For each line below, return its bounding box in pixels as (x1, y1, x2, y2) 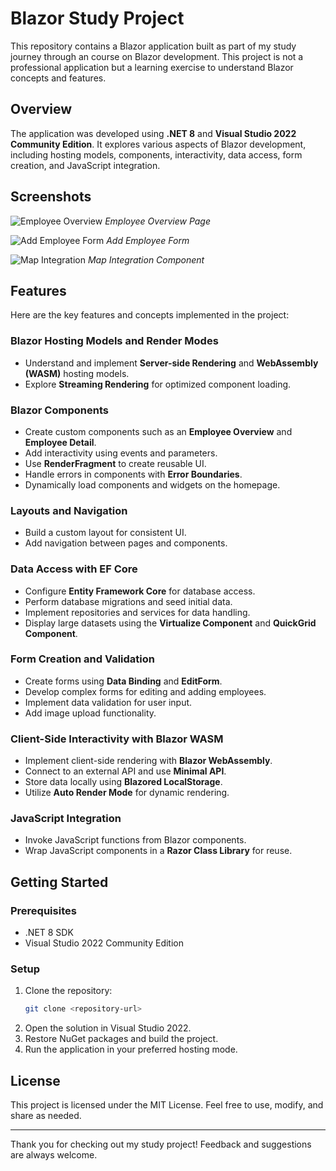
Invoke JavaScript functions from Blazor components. (24, 834, 247, 846)
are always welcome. (10, 1149, 98, 1161)
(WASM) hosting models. (24, 367, 130, 379)
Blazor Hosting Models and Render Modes (10, 334, 219, 348)
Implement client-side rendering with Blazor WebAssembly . (24, 755, 273, 767)
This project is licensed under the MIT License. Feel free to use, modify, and (10, 1099, 324, 1111)
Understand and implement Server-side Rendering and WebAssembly (24, 357, 319, 369)
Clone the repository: (24, 985, 113, 997)
